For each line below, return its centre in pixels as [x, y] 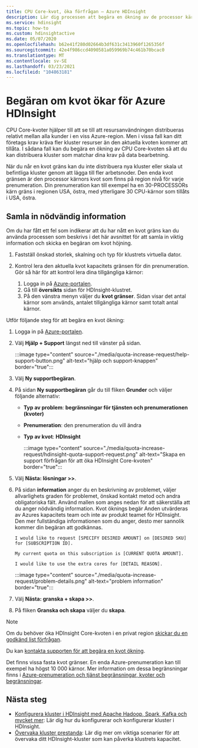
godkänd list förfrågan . [34, 639]
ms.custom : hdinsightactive [41, 34]
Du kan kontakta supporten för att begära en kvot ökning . [76, 651]
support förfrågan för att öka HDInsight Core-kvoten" [88, 460]
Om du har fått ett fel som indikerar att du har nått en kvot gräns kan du [93, 230]
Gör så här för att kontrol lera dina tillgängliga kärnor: [79, 272]
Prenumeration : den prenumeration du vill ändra [82, 425]
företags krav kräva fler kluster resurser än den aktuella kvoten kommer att [97, 143]
